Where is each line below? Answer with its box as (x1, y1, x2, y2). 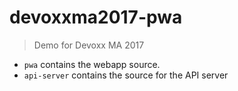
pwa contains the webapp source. (23, 58, 161, 70)
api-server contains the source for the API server (23, 69, 229, 81)
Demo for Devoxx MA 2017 (33, 39, 145, 51)
